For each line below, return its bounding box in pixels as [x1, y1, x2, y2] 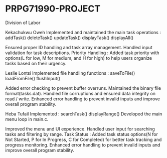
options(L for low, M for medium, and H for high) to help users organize [5, 55, 152, 61]
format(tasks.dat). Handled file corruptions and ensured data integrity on [5, 90, 156, 96]
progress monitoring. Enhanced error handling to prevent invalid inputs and [5, 141, 160, 148]
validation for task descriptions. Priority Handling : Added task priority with [5, 50, 159, 56]
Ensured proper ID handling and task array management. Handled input [5, 44, 153, 50]
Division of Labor [5, 20, 41, 26]
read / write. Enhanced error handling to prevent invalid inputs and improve [5, 96, 160, 102]
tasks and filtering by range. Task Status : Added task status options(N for [5, 131, 158, 137]
